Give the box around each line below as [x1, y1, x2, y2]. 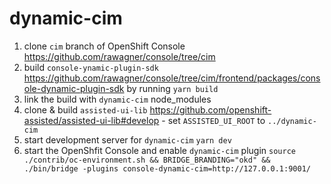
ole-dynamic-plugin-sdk [23, 82, 125, 94]
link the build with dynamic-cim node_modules [23, 93, 212, 105]
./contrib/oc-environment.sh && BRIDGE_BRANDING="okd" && [23, 155, 271, 165]
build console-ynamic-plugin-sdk [23, 61, 159, 73]
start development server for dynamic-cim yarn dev [23, 133, 232, 146]
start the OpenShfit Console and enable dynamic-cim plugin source [23, 144, 296, 156]
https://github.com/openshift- [149, 103, 272, 116]
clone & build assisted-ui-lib [23, 103, 148, 116]
